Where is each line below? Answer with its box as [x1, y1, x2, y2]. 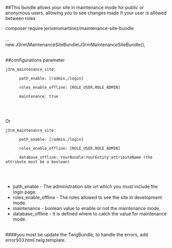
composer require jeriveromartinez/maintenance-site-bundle [5, 25, 134, 31]
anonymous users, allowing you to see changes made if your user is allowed [5, 10, 167, 16]
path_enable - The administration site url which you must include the [12, 183, 158, 189]
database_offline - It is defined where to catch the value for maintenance [12, 211, 167, 217]
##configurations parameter [5, 57, 65, 63]
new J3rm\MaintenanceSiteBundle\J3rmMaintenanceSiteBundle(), [5, 42, 145, 48]
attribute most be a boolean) [5, 159, 70, 164]
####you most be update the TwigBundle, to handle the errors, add [5, 232, 148, 238]
